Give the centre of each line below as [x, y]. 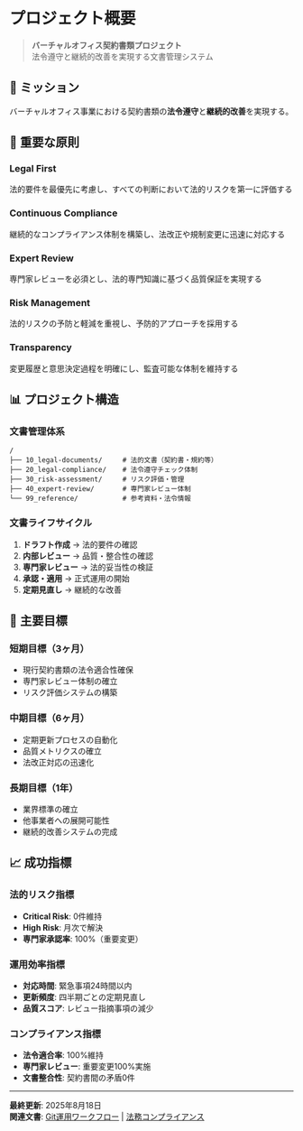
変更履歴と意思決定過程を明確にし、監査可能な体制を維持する [124, 368]
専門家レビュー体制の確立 [70, 681]
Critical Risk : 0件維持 [62, 916]
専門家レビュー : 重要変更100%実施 [87, 1067]
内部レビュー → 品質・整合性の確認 [88, 555]
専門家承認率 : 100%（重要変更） [83, 939]
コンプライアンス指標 [55, 1034]
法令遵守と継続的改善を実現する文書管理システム [122, 56]
